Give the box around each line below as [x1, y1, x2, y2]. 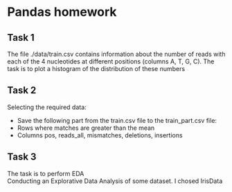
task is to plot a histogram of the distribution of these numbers [7, 65, 186, 73]
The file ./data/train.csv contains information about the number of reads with [7, 50, 226, 58]
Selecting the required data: [7, 103, 87, 111]
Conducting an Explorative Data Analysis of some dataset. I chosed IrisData [7, 177, 223, 185]
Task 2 [7, 84, 37, 97]
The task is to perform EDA [7, 169, 84, 177]
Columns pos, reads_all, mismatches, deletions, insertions [17, 131, 183, 139]
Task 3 [7, 151, 37, 163]
